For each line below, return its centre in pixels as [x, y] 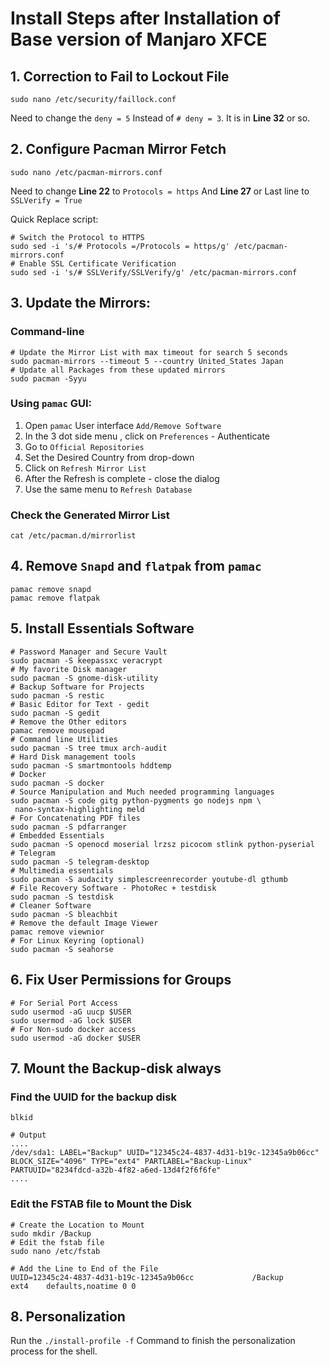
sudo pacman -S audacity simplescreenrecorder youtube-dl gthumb [149, 879]
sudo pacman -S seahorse [62, 949]
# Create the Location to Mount [77, 1225]
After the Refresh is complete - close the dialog [122, 478]
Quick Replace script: [54, 219]
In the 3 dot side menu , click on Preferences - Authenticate [147, 436]
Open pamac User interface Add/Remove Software [123, 425]
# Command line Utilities [64, 739]
